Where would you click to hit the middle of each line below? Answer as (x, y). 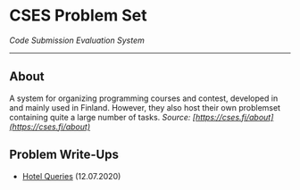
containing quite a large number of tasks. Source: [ (103, 117)
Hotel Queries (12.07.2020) (71, 176)
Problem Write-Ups (64, 155)
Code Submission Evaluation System (77, 40)
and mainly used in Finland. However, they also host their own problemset (145, 107)
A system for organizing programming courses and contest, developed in (144, 98)
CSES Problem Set (78, 16)
